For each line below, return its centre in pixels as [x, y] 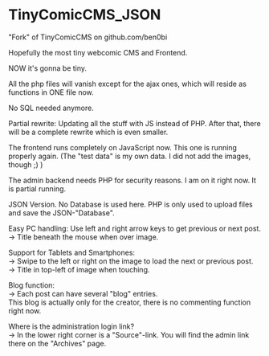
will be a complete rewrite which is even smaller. [88, 132]
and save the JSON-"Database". [61, 213]
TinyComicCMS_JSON [85, 15]
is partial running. [37, 188]
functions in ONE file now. [51, 92]
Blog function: [31, 285]
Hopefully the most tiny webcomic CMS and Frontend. [98, 52]
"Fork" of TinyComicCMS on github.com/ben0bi [88, 37]
